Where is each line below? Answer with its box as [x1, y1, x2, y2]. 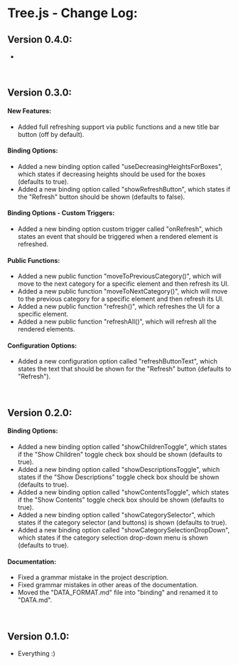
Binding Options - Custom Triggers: [7, 209, 115, 217]
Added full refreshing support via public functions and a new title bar [17, 123, 220, 131]
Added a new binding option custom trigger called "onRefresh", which [17, 225, 222, 233]
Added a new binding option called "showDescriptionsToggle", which [17, 465, 220, 473]
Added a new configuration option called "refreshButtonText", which [17, 357, 218, 366]
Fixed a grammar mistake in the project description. [17, 573, 169, 582]
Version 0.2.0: [7, 406, 72, 418]
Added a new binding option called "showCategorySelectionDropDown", [17, 526, 230, 534]
